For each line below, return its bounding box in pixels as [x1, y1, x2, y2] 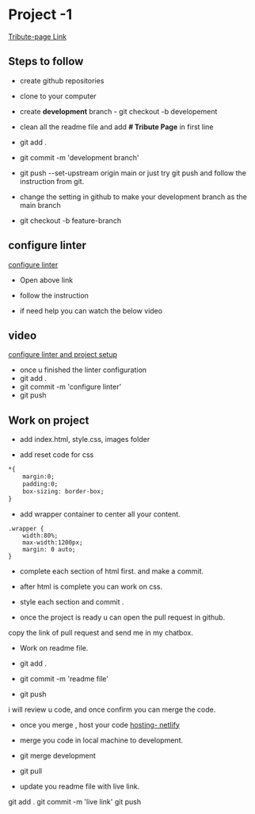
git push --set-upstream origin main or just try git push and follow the [19, 168, 247, 178]
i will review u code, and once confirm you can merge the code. [8, 705, 216, 714]
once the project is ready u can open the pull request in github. [19, 612, 226, 622]
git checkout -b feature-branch [19, 216, 121, 225]
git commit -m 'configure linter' [19, 382, 122, 392]
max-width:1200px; [22, 538, 83, 547]
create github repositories [19, 75, 105, 85]
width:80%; [22, 532, 59, 539]
